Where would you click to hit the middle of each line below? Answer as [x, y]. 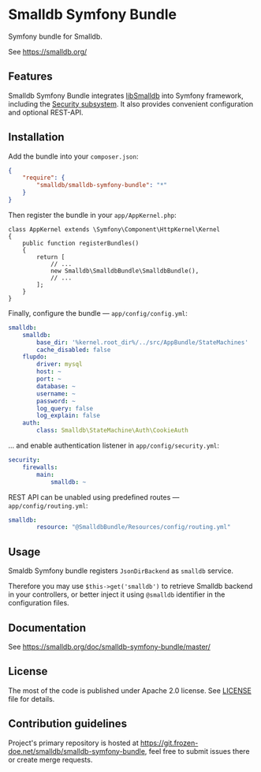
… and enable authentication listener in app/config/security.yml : [114, 446]
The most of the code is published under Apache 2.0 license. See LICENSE [130, 690]
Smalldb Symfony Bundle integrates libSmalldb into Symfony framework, [126, 96]
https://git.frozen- [170, 743]
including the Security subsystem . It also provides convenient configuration [131, 103]
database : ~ [56, 386]
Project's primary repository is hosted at [74, 743]
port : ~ [49, 379]
